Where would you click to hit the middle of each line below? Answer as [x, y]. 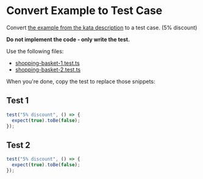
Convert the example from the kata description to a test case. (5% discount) [102, 27]
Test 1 [18, 100]
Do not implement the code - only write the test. [68, 39]
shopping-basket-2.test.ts [48, 69]
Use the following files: [35, 51]
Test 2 [18, 145]
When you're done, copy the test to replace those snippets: [81, 81]
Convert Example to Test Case [84, 11]
